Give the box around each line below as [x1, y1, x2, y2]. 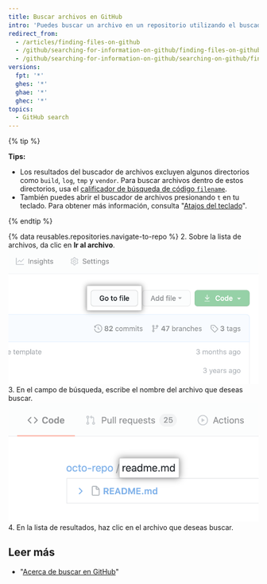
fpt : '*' [15, 72, 44, 80]
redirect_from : [8, 29, 59, 37]
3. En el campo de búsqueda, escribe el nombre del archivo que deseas [8, 384, 244, 394]
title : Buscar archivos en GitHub [8, 13, 123, 21]
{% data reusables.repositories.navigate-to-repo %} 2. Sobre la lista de [8, 232, 242, 242]
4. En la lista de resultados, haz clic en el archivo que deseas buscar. [8, 522, 234, 532]
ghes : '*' [15, 80, 48, 88]
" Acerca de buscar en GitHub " [19, 566, 119, 576]
